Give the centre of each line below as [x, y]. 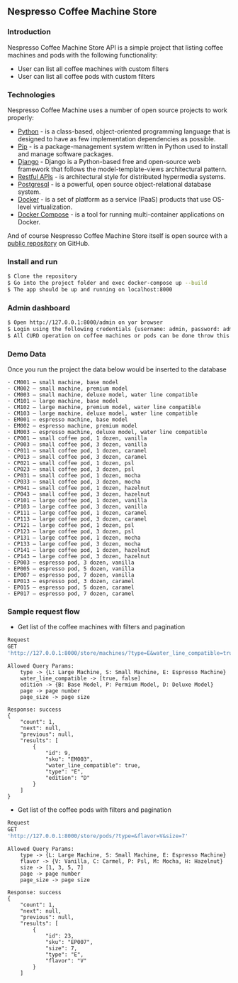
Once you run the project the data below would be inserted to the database [117, 369]
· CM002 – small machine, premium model [68, 389]
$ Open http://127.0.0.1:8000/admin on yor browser [85, 322]
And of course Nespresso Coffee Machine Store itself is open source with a [118, 235]
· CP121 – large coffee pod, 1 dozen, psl [71, 526]
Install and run [33, 261]
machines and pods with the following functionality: [83, 55]
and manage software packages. [66, 154]
